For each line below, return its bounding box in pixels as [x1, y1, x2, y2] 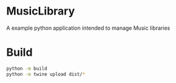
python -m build [6, 65, 47, 71]
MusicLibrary [6, 4, 75, 18]
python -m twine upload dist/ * [6, 71, 86, 77]
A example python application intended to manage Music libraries [6, 24, 171, 32]
